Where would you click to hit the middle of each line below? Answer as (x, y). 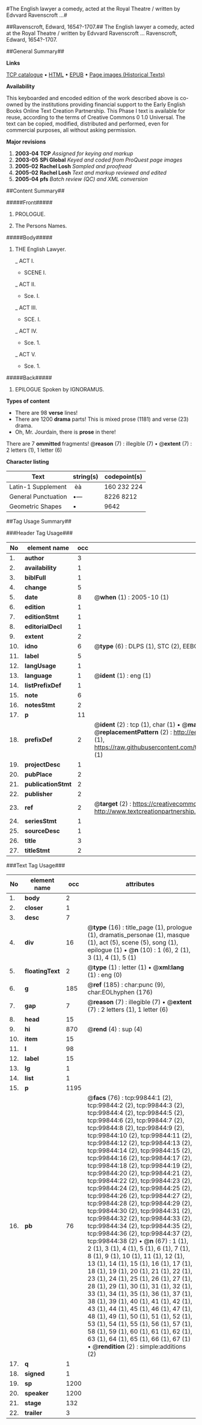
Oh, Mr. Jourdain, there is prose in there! (65, 432)
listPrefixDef (43, 685)
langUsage (41, 666)
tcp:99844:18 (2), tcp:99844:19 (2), (140, 1165)
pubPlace (39, 774)
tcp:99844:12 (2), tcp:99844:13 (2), (140, 1143)
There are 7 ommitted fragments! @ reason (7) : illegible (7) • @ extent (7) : (99, 444)
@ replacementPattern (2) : (133, 732)
